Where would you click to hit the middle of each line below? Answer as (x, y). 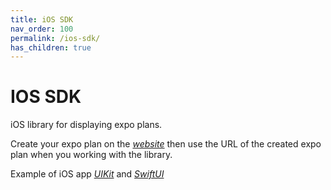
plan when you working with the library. (91, 155)
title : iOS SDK (42, 19)
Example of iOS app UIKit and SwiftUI (87, 174)
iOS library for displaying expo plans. (86, 125)
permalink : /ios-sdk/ (55, 38)
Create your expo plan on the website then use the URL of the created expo (166, 144)
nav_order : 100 (42, 29)
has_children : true (51, 47)
